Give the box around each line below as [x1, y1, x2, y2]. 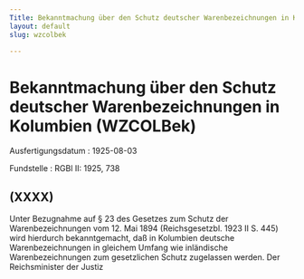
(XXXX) [9, 189, 54, 205]
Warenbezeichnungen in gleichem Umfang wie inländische [9, 242, 229, 254]
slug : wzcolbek [9, 30, 67, 39]
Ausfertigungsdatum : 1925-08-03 [9, 146, 138, 157]
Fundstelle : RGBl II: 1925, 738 [9, 163, 120, 174]
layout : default [9, 22, 71, 31]
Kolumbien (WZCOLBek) [9, 115, 197, 136]
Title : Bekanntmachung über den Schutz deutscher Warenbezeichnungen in [9, 13, 290, 23]
